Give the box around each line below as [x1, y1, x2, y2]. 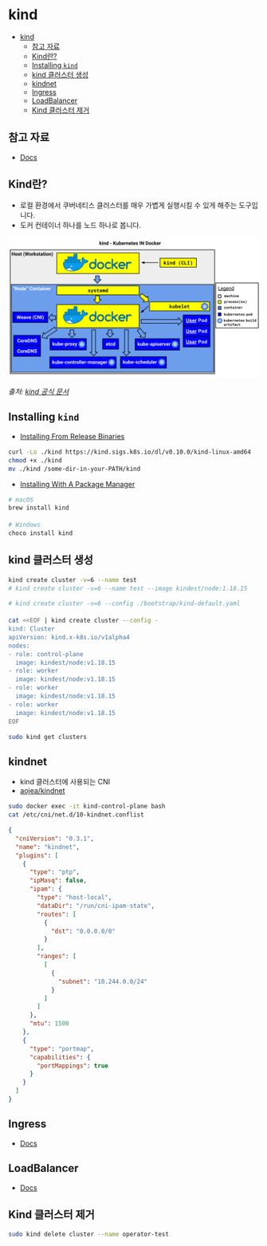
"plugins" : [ [15, 851, 59, 859]
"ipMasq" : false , [29, 877, 88, 885]
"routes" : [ [37, 910, 77, 918]
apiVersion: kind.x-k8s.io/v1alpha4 [8, 633, 130, 641]
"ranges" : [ [37, 953, 77, 961]
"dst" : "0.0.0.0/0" [50, 927, 116, 935]
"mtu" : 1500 [29, 1020, 69, 1028]
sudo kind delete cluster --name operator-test [8, 1230, 170, 1239]
